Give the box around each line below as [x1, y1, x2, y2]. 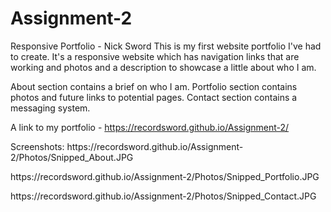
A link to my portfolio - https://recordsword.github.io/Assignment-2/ [10, 121, 290, 133]
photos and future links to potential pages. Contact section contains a [10, 91, 298, 103]
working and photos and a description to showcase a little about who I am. [10, 61, 317, 73]
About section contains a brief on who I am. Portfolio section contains [10, 80, 298, 92]
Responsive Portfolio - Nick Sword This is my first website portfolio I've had [10, 40, 322, 52]
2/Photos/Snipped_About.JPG [10, 151, 134, 163]
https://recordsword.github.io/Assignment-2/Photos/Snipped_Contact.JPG [10, 190, 317, 202]
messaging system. [10, 102, 91, 114]
